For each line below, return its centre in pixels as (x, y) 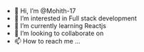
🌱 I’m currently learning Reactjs (60, 26)
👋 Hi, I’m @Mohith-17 (45, 11)
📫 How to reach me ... (47, 41)
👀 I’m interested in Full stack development (75, 18)
